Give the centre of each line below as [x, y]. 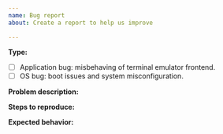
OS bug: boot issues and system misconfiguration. [101, 76]
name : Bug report [37, 15]
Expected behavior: [41, 121]
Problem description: [43, 92]
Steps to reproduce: [41, 107]
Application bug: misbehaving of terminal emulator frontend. [117, 67]
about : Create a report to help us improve [81, 23]
